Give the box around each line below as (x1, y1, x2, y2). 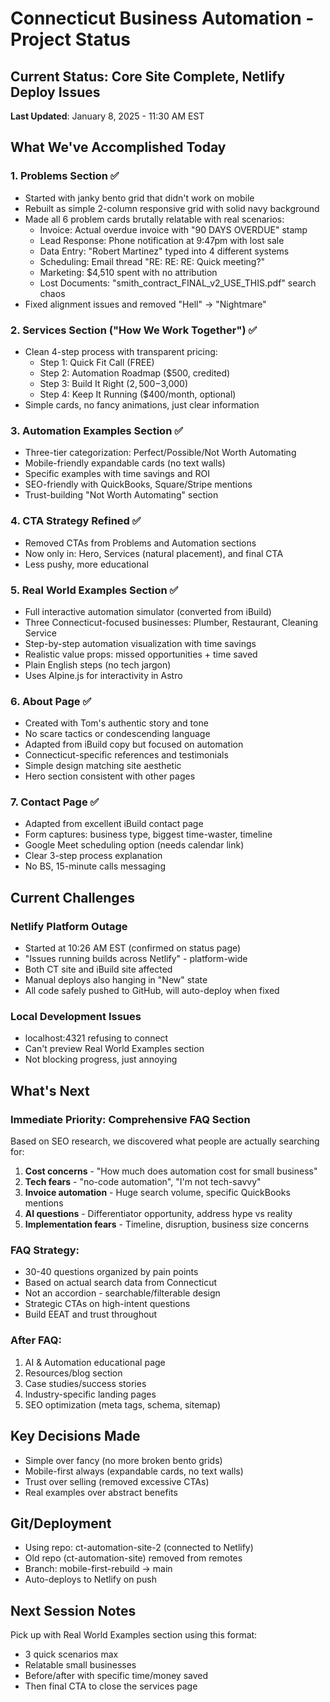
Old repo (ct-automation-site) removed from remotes (24, 1552, 243, 1564)
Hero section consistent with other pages (24, 770, 196, 782)
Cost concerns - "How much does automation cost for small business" (24, 1165, 318, 1177)
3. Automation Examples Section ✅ (10, 423, 184, 437)
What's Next (10, 1082, 90, 1099)
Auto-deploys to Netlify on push (24, 1573, 157, 1586)
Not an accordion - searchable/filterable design (24, 1287, 221, 1299)
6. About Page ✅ (10, 694, 92, 708)
